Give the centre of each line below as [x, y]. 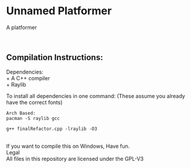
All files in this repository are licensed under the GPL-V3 [75, 159]
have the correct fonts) [34, 102]
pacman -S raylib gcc [33, 118]
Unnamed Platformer [59, 11]
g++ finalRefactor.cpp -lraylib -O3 [52, 129]
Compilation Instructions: [55, 58]
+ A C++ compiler [28, 78]
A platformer [22, 27]
